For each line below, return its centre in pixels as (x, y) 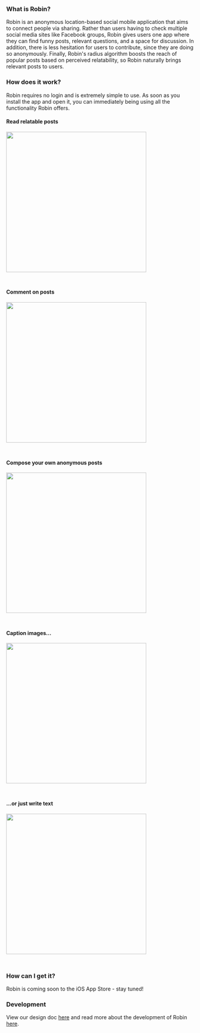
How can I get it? (31, 975)
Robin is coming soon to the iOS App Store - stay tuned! (75, 989)
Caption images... (29, 633)
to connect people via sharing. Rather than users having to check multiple (97, 28)
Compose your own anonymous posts (54, 463)
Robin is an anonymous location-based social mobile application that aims (97, 22)
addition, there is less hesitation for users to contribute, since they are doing (100, 47)
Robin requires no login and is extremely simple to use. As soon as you (93, 95)
